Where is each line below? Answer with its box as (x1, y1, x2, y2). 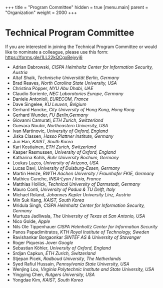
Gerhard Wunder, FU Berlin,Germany (12, 112, 88, 118)
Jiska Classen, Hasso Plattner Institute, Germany (12, 133, 114, 139)
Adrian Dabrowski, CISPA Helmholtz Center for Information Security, (12, 64, 153, 70)
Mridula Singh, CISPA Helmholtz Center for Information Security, (12, 202, 145, 208)
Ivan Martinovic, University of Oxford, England (12, 128, 108, 134)
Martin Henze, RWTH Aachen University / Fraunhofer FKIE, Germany (12, 170, 154, 176)
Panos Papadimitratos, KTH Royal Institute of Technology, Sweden (12, 229, 149, 235)
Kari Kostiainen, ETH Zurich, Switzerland (12, 144, 96, 150)
